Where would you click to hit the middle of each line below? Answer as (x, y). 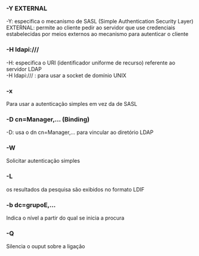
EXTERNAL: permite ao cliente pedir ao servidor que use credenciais (91, 28)
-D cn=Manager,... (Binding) (48, 119)
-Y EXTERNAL (27, 8)
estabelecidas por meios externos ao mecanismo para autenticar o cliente (97, 34)
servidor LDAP (24, 69)
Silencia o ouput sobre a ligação (46, 246)
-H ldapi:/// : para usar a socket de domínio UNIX (66, 75)
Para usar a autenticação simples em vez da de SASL (72, 103)
